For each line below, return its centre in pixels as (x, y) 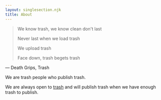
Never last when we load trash (49, 38)
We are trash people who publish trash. (45, 77)
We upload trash (34, 48)
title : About (19, 14)
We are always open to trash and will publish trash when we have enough (80, 87)
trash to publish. (22, 92)
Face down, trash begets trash (49, 57)
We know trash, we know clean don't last (60, 28)
